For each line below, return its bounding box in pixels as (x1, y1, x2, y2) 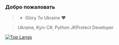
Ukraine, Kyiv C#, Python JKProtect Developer (17, 24, 114, 30)
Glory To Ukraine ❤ (25, 15, 66, 21)
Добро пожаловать (5, 3, 55, 10)
